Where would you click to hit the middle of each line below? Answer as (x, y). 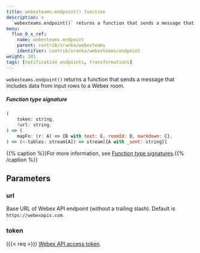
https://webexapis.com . (35, 215)
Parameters (28, 179)
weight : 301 (21, 56)
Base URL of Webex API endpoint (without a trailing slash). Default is (91, 209)
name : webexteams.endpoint (51, 40)
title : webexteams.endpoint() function (56, 12)
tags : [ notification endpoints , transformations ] (69, 62)
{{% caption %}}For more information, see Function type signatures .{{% (95, 153)
